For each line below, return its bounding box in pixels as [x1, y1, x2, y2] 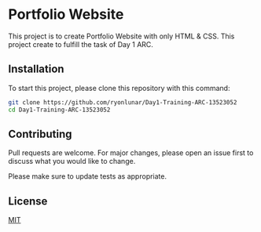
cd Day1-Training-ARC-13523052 [8, 106, 111, 114]
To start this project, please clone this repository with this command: [8, 83, 230, 92]
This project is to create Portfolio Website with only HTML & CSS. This [8, 31, 235, 41]
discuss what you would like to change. [8, 157, 136, 166]
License [8, 194, 48, 208]
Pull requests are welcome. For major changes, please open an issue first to [8, 148, 254, 158]
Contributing [8, 127, 72, 140]
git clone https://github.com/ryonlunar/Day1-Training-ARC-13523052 [8, 98, 237, 107]
